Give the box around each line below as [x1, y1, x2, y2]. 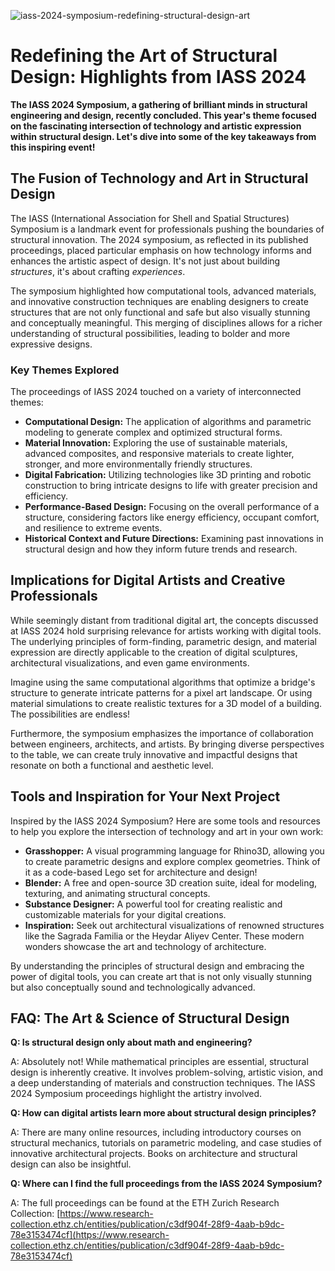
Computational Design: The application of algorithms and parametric [24, 416, 312, 428]
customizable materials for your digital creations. [24, 908, 227, 920]
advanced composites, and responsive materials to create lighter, [24, 448, 295, 460]
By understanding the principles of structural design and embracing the [10, 960, 305, 972]
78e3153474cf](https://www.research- [10, 1229, 170, 1241]
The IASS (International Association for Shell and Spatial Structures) [10, 212, 290, 224]
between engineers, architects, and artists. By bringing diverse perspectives [10, 738, 325, 750]
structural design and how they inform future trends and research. [24, 543, 298, 555]
